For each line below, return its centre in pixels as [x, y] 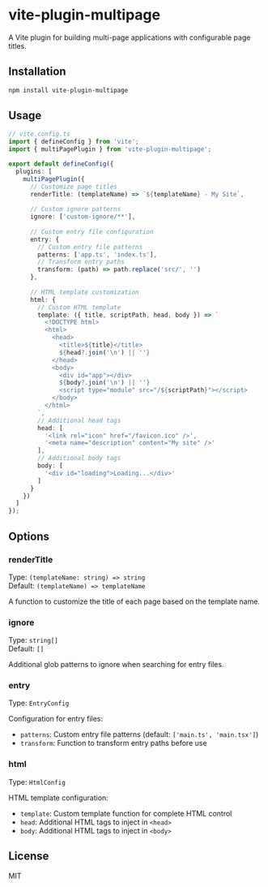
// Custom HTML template [79, 307]
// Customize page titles [73, 187]
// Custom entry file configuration [91, 232]
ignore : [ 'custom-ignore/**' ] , [83, 217]
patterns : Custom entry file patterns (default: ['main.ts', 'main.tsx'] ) [139, 734]
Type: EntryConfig [39, 703]
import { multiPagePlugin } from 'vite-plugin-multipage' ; [110, 149]
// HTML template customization [84, 292]
